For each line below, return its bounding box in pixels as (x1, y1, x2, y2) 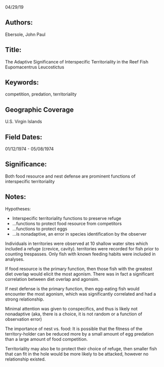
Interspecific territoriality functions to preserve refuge (12, 215, 121, 221)
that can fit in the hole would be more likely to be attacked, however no (5, 351, 149, 357)
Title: (5, 46, 22, 54)
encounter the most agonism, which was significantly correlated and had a (5, 291, 156, 297)
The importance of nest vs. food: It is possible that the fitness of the (5, 326, 143, 332)
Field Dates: (5, 133, 43, 141)
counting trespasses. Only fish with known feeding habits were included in (5, 251, 156, 257)
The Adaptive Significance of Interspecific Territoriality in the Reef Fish (5, 59, 149, 64)
